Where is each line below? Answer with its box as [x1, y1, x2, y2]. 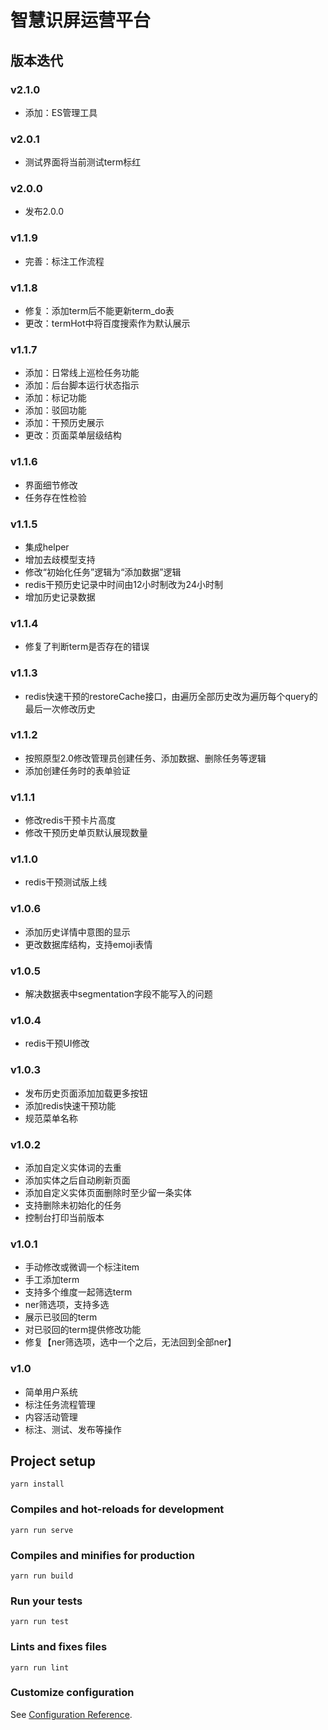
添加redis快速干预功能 [24, 1099, 117, 1111]
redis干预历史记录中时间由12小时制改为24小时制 [24, 578, 223, 590]
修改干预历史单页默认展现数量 [24, 827, 148, 839]
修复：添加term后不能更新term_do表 [24, 305, 175, 317]
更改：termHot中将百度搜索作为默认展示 [24, 317, 191, 330]
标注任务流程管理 [24, 1398, 96, 1410]
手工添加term [24, 1274, 80, 1286]
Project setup [10, 1452, 97, 1470]
